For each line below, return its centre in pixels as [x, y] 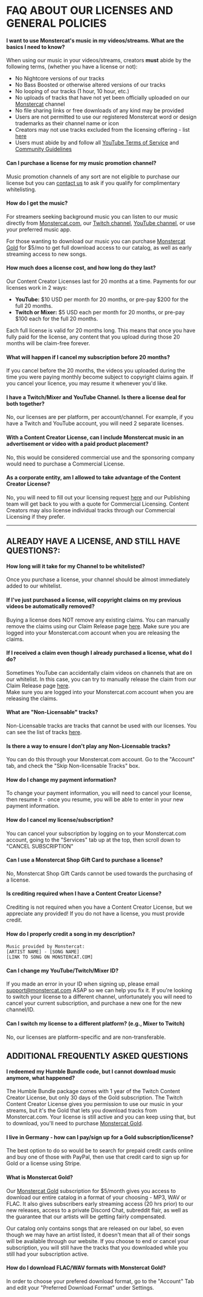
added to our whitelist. [34, 586]
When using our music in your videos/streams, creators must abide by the [99, 60]
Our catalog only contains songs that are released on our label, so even [95, 1228]
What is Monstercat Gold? [40, 1177]
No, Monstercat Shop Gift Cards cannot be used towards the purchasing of [100, 873]
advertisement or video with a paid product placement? [78, 444]
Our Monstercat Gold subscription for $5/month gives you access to [91, 1191]
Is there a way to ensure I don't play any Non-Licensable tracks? [89, 746]
